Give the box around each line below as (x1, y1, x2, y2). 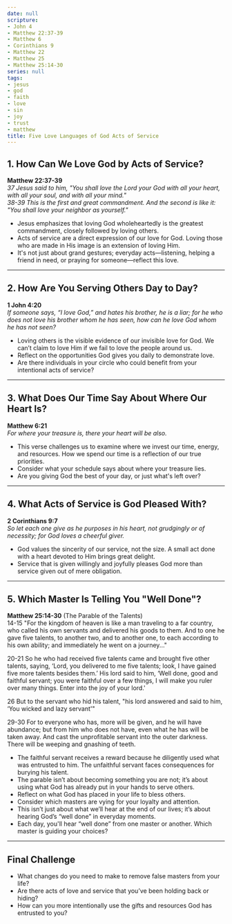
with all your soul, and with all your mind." (7, 191, 126, 199)
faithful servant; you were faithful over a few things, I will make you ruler (7, 676, 213, 685)
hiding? (17, 894, 39, 903)
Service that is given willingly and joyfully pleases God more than (17, 559, 203, 568)
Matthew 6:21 (7, 422, 48, 430)
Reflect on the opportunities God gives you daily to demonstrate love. (17, 351, 215, 359)
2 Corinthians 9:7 (7, 516, 58, 525)
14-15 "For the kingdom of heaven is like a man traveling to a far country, (7, 619, 214, 627)
